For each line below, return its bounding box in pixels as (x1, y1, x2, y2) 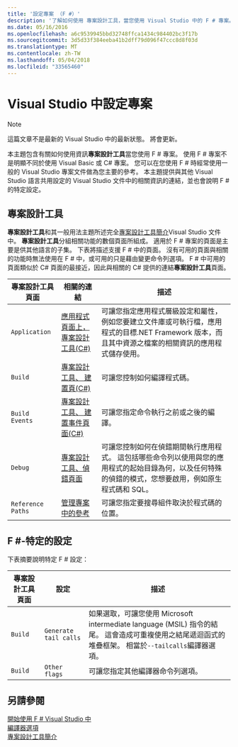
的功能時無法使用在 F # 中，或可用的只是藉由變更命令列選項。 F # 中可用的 (7, 255, 225, 263)
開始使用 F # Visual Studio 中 (7, 714, 91, 723)
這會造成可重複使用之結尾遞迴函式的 (104, 630, 225, 640)
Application (11, 328, 52, 336)
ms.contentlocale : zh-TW (7, 50, 81, 57)
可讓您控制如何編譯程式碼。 (101, 373, 194, 383)
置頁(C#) (61, 384, 91, 394)
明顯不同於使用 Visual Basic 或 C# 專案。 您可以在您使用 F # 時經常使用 (13, 158, 222, 167)
